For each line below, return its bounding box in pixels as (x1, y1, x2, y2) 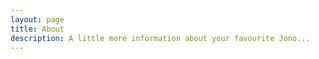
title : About (10, 24, 65, 34)
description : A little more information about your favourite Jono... (10, 33, 311, 43)
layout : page (10, 14, 65, 25)
